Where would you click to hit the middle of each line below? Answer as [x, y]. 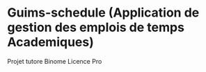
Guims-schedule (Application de [103, 13]
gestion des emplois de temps [96, 27]
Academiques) [50, 42]
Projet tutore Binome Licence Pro [55, 61]
